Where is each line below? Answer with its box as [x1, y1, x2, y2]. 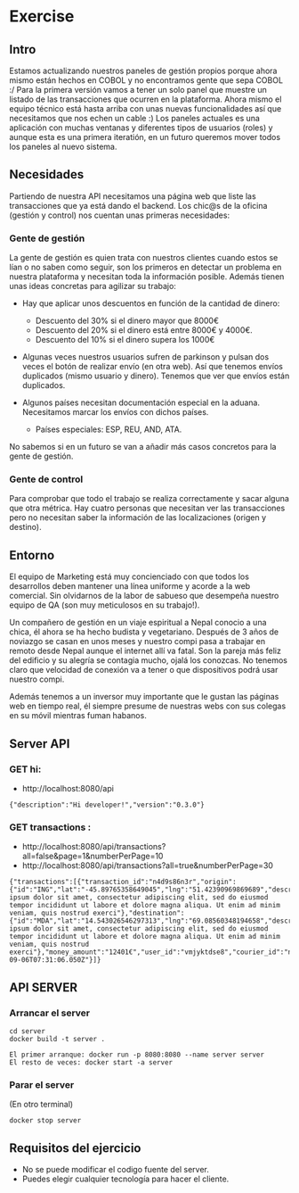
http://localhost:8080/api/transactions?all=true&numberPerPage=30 [21, 860, 274, 871]
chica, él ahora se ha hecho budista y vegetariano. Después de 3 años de [9, 626, 279, 637]
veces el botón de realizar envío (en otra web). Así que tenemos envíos [21, 361, 283, 372]
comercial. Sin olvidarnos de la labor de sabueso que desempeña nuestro [9, 591, 279, 601]
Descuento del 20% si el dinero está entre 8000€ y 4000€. [35, 325, 254, 336]
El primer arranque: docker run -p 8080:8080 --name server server [9, 1050, 265, 1059]
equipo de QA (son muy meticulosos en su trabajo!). [9, 600, 200, 610]
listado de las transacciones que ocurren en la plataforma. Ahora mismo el [9, 94, 282, 104]
